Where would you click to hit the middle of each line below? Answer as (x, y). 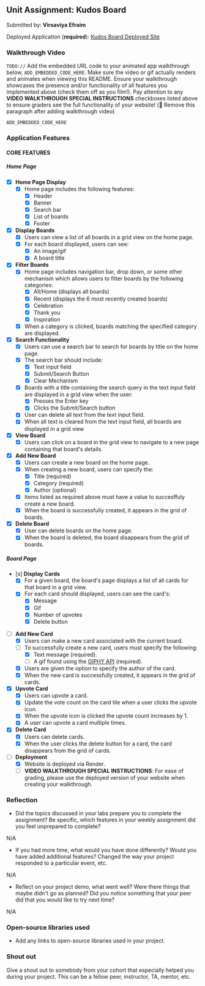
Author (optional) (55, 490)
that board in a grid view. (56, 588)
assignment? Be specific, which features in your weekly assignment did (105, 820)
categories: (39, 285)
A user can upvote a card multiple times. (75, 723)
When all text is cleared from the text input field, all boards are (103, 422)
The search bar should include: (63, 360)
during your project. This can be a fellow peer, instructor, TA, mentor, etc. (99, 976)
